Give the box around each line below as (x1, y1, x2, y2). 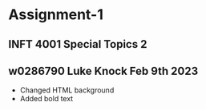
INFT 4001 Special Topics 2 (8, 37, 147, 51)
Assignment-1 (8, 6, 104, 24)
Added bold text (19, 94, 74, 104)
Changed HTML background (19, 85, 115, 95)
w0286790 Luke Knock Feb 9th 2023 (8, 64, 199, 77)
